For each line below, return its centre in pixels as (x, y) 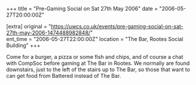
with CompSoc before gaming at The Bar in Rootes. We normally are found (98, 63)
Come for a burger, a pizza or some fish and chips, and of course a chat (95, 57)
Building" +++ (23, 45)
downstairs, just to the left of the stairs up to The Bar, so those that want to (98, 70)
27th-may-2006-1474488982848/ (48, 33)
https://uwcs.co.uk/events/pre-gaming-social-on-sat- (117, 26)
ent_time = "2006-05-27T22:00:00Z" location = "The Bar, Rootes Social (95, 39)
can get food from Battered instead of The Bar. (64, 76)
